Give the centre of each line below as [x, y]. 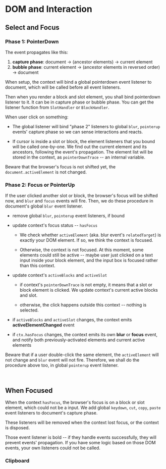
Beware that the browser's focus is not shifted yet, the [60, 166]
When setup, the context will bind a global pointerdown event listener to [79, 82]
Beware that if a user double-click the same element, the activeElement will [82, 355]
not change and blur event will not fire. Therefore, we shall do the [72, 360]
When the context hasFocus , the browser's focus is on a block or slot [75, 402]
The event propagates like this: [37, 52]
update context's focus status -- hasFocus [55, 225]
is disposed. [18, 427]
